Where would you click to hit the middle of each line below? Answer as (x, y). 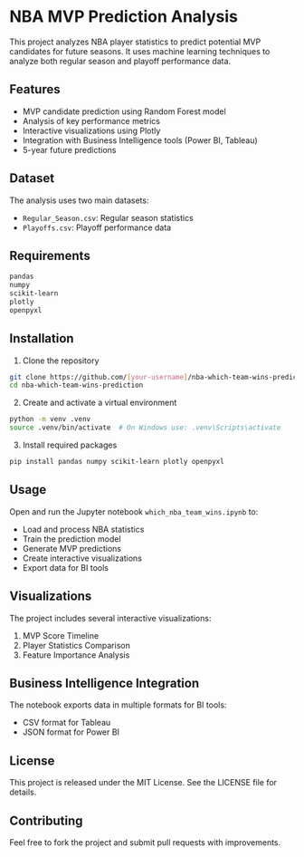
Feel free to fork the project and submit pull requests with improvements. (145, 843)
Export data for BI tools (65, 567)
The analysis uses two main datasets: (79, 200)
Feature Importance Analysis (76, 655)
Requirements (50, 255)
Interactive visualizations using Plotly (91, 130)
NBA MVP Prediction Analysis (123, 17)
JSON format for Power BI (71, 732)
